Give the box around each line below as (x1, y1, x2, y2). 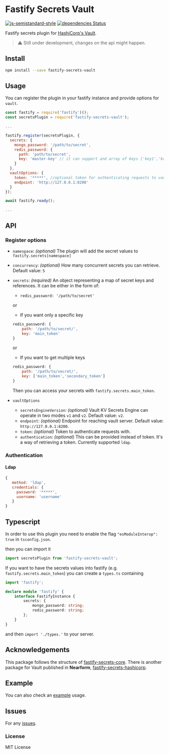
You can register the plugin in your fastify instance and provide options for (5, 95, 159, 101)
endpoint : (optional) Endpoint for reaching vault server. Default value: (20, 417, 164, 424)
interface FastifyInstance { (14, 594, 75, 599)
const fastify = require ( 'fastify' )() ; (5, 110, 89, 115)
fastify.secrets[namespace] (12, 253, 71, 258)
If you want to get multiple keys (20, 354, 86, 361)
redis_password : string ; (32, 608, 84, 613)
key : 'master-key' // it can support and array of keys (18, 156, 138, 162)
